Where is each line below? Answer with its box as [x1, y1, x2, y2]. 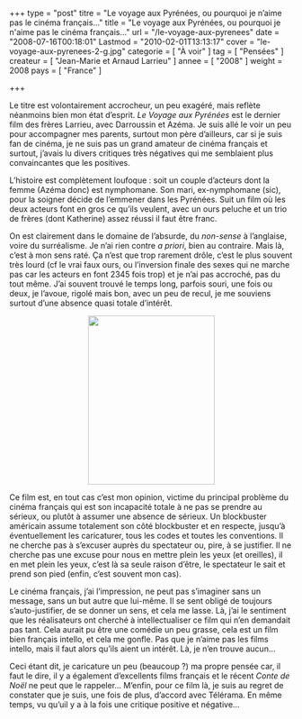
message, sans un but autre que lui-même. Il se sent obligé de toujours [9, 596, 272, 606]
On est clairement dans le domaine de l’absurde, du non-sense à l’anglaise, [9, 231, 288, 241]
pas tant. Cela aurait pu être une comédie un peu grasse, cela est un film [9, 624, 279, 634]
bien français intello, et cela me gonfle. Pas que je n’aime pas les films [9, 634, 269, 644]
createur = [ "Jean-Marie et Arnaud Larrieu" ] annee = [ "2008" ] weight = [9, 56, 283, 66]
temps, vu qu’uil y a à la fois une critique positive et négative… [9, 699, 240, 710]
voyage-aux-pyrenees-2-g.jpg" [9, 46, 126, 57]
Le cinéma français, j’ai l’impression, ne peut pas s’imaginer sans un [9, 586, 262, 596]
